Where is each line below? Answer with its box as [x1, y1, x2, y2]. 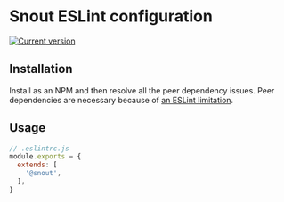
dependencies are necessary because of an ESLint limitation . [9, 94, 234, 105]
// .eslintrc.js [9, 144, 69, 153]
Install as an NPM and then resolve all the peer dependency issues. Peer [9, 85, 275, 95]
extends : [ [17, 160, 58, 170]
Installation [9, 61, 73, 77]
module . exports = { [9, 152, 82, 161]
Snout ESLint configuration [9, 6, 214, 27]
